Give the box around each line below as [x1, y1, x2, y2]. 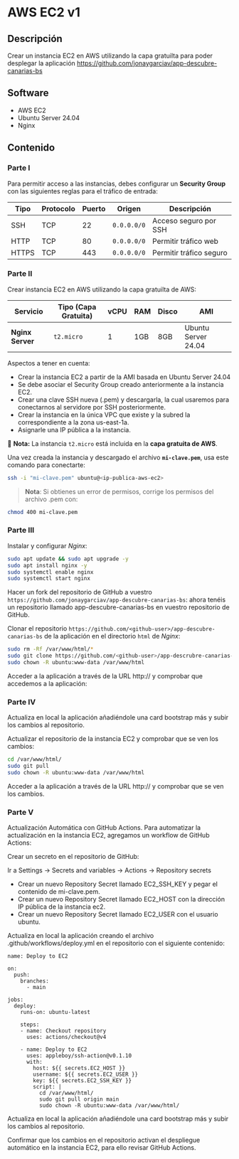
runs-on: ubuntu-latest [20, 1009, 91, 1016]
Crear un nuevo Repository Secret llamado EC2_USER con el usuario [17, 910, 218, 919]
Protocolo [41, 203, 76, 213]
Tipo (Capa [58, 301, 97, 311]
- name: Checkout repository [20, 1027, 107, 1035]
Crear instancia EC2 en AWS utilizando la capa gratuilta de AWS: [7, 285, 197, 294]
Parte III [7, 525, 35, 535]
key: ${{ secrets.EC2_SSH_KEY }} [33, 1077, 132, 1084]
